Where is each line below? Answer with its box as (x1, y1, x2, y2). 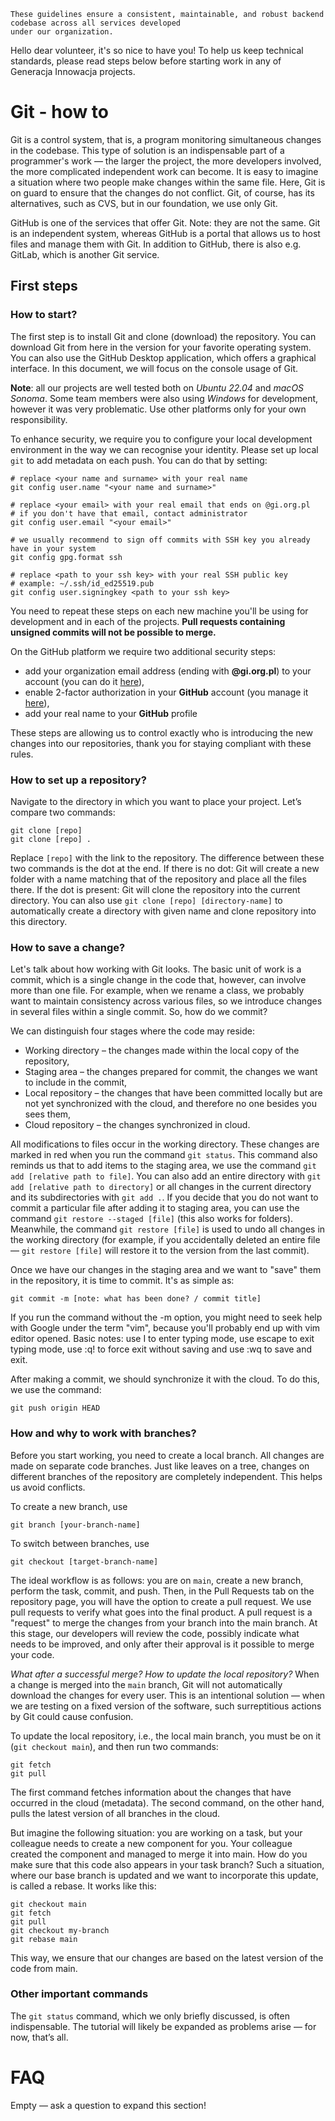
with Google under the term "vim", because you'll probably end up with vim (10, 1322, 321, 1334)
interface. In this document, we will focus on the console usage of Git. (10, 362, 299, 374)
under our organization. (10, 27, 114, 37)
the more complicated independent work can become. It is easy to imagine (10, 165, 319, 177)
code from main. (10, 1962, 78, 1974)
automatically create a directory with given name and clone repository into (10, 905, 317, 917)
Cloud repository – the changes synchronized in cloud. (24, 1119, 251, 1131)
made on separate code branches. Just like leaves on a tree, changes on (10, 1460, 310, 1472)
